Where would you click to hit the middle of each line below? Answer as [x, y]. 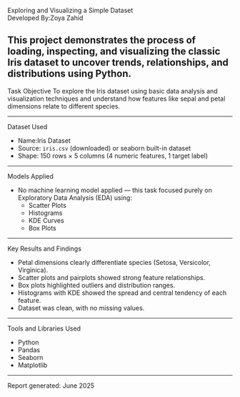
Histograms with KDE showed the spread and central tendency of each [122, 293]
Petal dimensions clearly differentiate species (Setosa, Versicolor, [114, 262]
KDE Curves [46, 220]
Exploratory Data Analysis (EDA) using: [75, 197]
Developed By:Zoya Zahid [45, 18]
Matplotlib [32, 365]
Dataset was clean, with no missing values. [81, 308]
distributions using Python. [70, 74]
